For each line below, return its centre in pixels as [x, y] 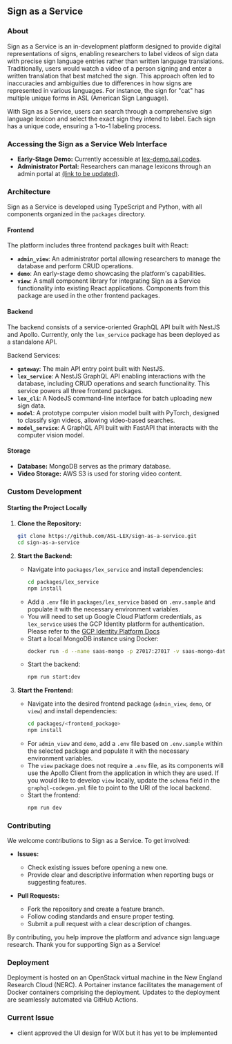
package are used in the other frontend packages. [88, 296]
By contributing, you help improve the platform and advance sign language [113, 937]
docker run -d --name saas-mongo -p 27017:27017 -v [103, 651]
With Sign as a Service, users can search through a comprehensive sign [110, 111]
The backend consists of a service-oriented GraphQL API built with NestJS [114, 327]
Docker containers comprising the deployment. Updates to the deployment [114, 992]
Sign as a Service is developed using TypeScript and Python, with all [105, 207]
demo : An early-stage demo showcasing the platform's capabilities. [111, 274]
